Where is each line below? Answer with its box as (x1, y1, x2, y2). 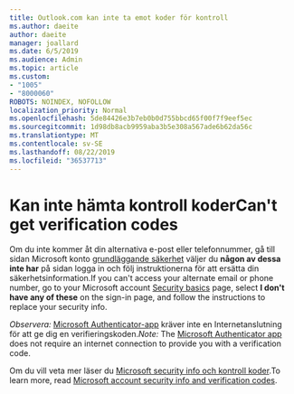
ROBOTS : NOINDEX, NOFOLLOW (9, 97, 111, 107)
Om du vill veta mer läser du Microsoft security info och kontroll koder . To (9, 365, 281, 376)
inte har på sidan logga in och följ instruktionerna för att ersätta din (9, 263, 260, 274)
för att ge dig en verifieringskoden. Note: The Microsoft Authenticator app (9, 329, 282, 340)
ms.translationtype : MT (9, 131, 100, 140)
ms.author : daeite (9, 22, 79, 31)
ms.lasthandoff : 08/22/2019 (9, 147, 116, 156)
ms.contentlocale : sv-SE (9, 139, 103, 148)
